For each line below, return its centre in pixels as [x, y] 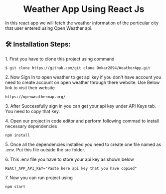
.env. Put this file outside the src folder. [45, 149]
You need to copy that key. [33, 111]
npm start [15, 187]
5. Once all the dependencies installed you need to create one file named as [83, 144]
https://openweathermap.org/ [35, 97]
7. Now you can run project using [39, 178]
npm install [17, 135]
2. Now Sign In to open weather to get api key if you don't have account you [83, 77]
